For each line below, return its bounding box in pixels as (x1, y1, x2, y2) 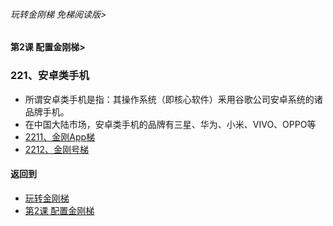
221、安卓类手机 (10, 69, 90, 83)
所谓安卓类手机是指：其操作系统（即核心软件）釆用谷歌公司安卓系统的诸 (24, 93, 323, 105)
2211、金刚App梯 (24, 130, 96, 143)
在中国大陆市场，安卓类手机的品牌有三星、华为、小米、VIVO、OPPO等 (24, 118, 317, 130)
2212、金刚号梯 (24, 143, 90, 155)
